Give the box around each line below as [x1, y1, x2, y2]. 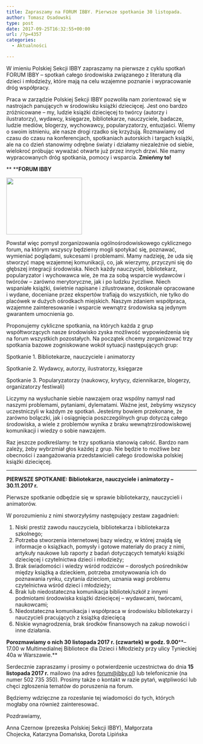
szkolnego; [14, 530, 43, 537]
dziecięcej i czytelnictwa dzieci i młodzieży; [14, 555, 124, 563]
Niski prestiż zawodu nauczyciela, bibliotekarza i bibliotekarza [14, 523, 170, 531]
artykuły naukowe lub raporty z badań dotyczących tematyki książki [14, 549, 185, 557]
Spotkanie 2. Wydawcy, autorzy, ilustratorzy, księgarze [6, 364, 143, 372]
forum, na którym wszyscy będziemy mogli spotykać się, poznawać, [6, 246, 177, 253]
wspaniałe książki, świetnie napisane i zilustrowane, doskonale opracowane [6, 284, 195, 292]
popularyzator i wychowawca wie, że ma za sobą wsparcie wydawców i [6, 271, 185, 279]
